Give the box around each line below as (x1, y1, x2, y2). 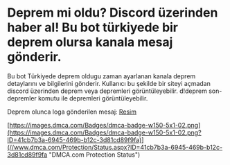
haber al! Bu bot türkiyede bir (7, 19, 179, 35)
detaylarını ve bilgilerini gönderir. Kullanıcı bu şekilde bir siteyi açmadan (7, 79, 211, 87)
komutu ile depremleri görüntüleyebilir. (37, 94, 148, 102)
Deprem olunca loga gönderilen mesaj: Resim (7, 107, 137, 116)
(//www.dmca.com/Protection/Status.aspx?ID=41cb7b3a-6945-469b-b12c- (7, 143, 223, 151)
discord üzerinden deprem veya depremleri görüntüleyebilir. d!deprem (7, 87, 208, 95)
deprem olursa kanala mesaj (7, 35, 173, 50)
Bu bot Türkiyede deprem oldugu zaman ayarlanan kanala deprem (7, 71, 196, 80)
